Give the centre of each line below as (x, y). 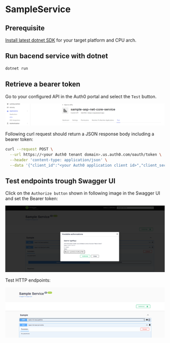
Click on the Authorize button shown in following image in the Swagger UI (83, 193)
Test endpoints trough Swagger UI (60, 181)
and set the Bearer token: (32, 199)
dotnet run (17, 68)
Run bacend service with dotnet (57, 56)
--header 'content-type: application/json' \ (59, 160)
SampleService (38, 9)
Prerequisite (25, 28)
